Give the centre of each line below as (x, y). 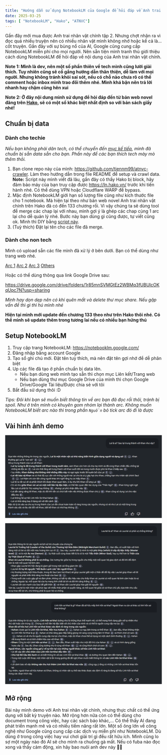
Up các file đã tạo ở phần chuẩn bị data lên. (57, 369)
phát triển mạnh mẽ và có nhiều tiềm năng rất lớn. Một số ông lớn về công (81, 726)
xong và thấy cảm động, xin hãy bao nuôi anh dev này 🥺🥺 (64, 747)
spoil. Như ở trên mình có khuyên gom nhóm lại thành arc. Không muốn (78, 405)
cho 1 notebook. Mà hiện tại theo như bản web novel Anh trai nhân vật (84, 201)
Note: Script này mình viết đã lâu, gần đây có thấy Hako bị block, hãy (83, 180)
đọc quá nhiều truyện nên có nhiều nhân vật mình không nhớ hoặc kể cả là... (83, 41)
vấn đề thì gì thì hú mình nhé (34, 305)
